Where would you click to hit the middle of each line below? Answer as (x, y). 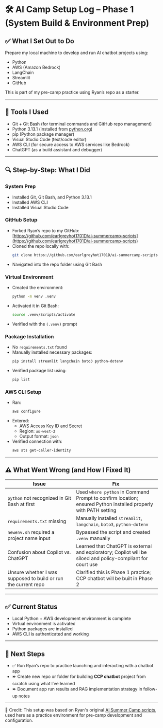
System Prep (21, 186)
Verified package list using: (39, 370)
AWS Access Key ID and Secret (51, 426)
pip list (21, 379)
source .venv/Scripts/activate (44, 314)
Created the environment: (38, 287)
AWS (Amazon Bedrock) (36, 67)
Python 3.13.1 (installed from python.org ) (52, 129)
